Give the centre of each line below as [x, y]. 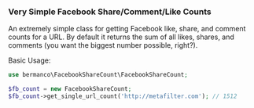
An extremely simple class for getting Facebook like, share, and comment [127, 29]
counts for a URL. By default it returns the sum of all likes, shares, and [121, 37]
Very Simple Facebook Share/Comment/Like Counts [110, 12]
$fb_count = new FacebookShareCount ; [70, 89]
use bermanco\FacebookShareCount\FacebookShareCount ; [98, 75]
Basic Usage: [29, 60]
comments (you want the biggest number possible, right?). [103, 45]
